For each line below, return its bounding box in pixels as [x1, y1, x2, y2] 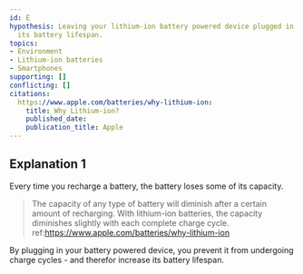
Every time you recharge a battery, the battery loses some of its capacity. [9, 181, 284, 191]
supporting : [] [9, 73, 67, 82]
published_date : [25, 114, 88, 123]
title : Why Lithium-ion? [25, 106, 120, 115]
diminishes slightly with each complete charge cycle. [31, 217, 230, 228]
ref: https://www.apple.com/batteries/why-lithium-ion [31, 227, 230, 238]
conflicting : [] [9, 81, 71, 90]
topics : [9, 38, 39, 48]
